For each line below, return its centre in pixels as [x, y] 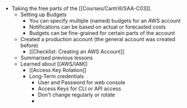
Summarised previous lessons [57, 58]
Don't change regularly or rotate [76, 95]
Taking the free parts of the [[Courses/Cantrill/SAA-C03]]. [82, 8]
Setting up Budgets [44, 15]
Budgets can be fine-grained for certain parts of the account [102, 33]
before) [29, 45]
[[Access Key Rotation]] [58, 70]
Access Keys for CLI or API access [79, 89]
